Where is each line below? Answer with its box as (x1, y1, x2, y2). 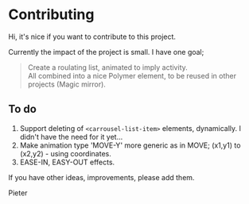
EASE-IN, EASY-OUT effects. (19, 157, 115, 167)
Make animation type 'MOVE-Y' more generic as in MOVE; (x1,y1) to (19, 140, 241, 150)
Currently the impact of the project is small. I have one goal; (8, 47, 204, 56)
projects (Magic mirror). (27, 79, 106, 89)
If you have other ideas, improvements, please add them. (8, 172, 195, 182)
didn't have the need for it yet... (19, 132, 123, 141)
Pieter (8, 188, 28, 198)
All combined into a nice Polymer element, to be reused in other (27, 71, 237, 80)
